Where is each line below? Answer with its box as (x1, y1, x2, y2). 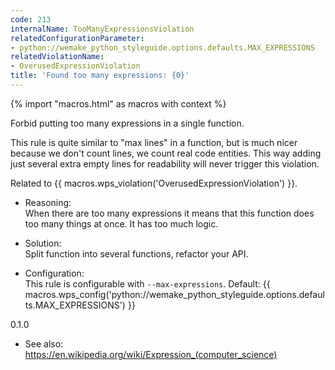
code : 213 (10, 14, 52, 25)
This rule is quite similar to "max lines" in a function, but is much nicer (10, 136, 298, 148)
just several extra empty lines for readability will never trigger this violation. (10, 157, 320, 170)
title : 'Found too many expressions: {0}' (10, 71, 190, 81)
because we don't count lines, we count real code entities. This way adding (10, 147, 322, 159)
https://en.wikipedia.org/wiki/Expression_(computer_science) (24, 348, 278, 360)
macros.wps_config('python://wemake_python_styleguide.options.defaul (24, 288, 325, 300)
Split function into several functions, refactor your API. (24, 247, 249, 260)
